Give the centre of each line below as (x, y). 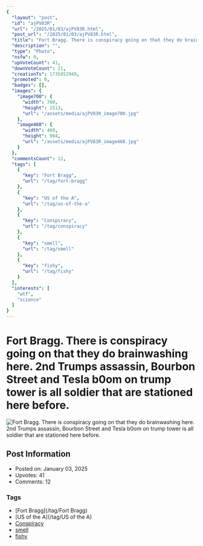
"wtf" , (25, 294)
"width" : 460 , (40, 130)
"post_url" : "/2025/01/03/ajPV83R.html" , (65, 35)
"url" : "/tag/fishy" (48, 271)
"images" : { (27, 91)
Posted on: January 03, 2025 (51, 468)
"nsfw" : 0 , (25, 57)
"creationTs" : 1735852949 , (46, 74)
